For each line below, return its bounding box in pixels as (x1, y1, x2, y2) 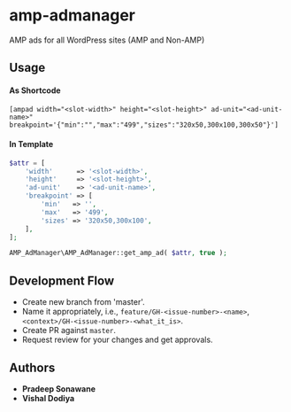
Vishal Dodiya (21, 393, 75, 403)
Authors (9, 360, 56, 375)
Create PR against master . (21, 325, 117, 336)
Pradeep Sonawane (21, 383, 96, 394)
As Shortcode (9, 85, 61, 96)
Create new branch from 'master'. (21, 297, 146, 307)
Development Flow (9, 273, 115, 288)
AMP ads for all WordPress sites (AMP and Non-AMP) (9, 35, 205, 45)
